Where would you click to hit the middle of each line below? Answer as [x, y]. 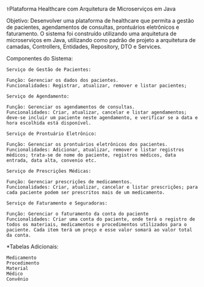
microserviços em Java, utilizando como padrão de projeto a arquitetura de [101, 40]
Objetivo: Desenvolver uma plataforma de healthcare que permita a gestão [100, 20]
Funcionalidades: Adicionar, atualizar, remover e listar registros [95, 150]
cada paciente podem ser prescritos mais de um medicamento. [86, 192]
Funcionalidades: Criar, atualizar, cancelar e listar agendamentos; [97, 112]
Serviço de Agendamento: [38, 96]
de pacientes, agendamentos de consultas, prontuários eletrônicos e [93, 27]
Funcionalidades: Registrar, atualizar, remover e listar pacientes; [97, 85]
